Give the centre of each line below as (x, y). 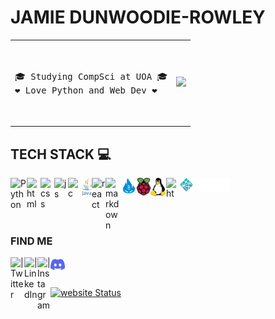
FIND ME (31, 241)
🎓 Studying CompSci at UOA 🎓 (91, 76)
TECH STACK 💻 (61, 154)
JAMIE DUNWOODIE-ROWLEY (138, 17)
